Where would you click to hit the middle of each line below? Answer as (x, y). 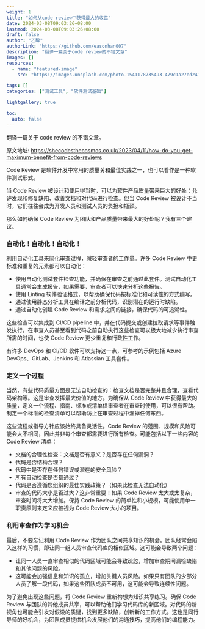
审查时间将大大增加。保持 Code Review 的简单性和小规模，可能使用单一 (106, 501)
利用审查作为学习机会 (38, 526)
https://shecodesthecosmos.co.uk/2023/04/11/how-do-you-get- (112, 150)
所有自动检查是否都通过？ (47, 477)
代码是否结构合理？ (39, 462)
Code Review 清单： (32, 442)
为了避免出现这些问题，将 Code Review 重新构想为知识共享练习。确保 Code (101, 597)
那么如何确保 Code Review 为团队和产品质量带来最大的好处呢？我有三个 (97, 218)
